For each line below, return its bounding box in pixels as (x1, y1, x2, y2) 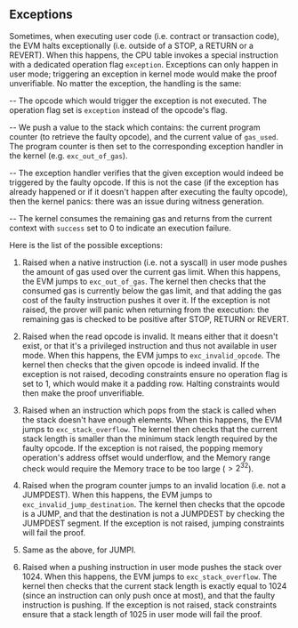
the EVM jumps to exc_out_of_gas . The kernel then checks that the (21, 276, 267, 286)
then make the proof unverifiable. (21, 387, 145, 399)
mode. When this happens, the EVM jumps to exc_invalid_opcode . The (21, 350, 280, 360)
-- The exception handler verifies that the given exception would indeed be (9, 167, 285, 178)
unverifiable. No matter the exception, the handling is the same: (9, 77, 242, 88)
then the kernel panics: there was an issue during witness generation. (9, 196, 264, 206)
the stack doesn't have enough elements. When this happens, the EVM (21, 414, 283, 425)
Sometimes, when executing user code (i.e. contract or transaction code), (9, 30, 280, 41)
